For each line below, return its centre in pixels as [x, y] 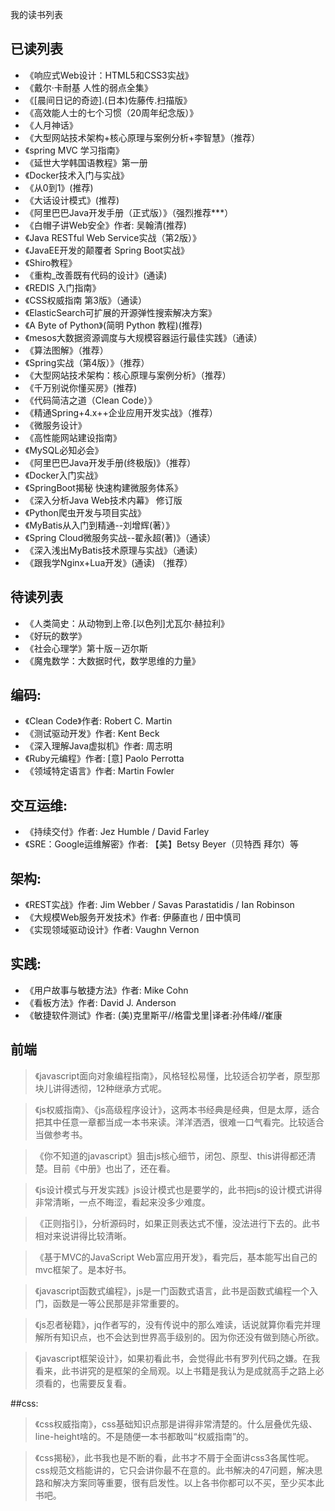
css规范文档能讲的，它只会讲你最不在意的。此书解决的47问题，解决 [174, 1470]
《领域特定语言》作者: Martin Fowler [99, 771]
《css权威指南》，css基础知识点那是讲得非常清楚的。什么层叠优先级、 [176, 1424]
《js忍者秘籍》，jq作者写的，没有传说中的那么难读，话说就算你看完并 [173, 1324]
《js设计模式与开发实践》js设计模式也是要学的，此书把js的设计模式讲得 [178, 1189]
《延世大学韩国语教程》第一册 [86, 162]
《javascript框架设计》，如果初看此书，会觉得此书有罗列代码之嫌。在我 [177, 1358]
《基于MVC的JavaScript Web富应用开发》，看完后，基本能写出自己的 [176, 1257]
